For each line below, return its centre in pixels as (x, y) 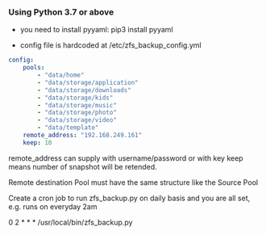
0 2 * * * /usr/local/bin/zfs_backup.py (71, 222)
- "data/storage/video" (77, 120)
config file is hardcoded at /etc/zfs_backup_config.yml (110, 45)
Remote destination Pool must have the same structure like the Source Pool (133, 182)
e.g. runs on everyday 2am (53, 206)
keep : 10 (37, 143)
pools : (34, 68)
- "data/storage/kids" (75, 98)
